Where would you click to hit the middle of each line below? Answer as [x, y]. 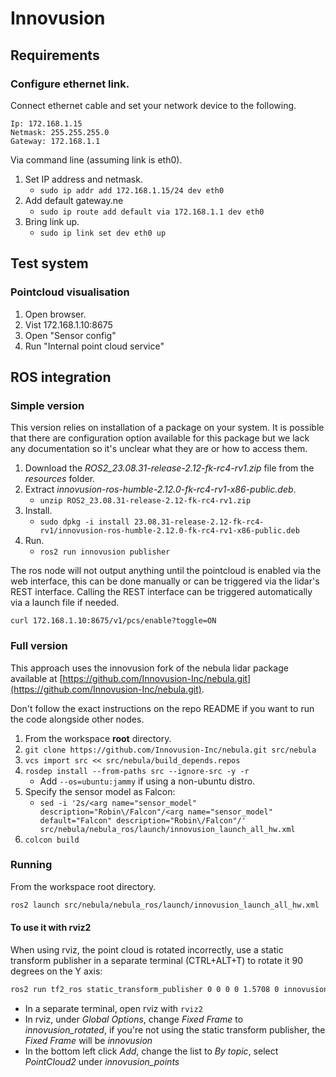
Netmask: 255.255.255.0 [60, 132]
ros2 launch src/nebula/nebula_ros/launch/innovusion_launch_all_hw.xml [165, 905]
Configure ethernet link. [70, 84]
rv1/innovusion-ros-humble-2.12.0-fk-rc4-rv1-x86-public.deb [169, 531]
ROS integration [61, 377]
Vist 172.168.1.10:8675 [68, 324]
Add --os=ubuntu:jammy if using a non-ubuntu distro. [147, 781]
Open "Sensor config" [70, 335]
